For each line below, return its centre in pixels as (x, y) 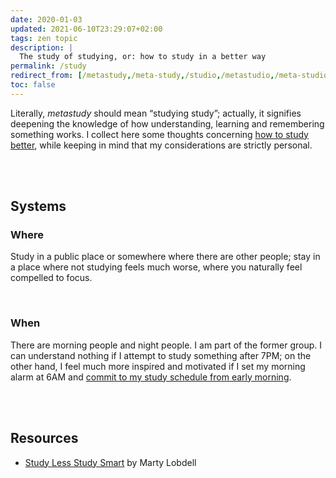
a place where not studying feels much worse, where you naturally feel (156, 267)
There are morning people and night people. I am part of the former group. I (166, 345)
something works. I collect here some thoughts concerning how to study (159, 134)
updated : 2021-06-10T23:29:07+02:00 (86, 29)
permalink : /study (48, 66)
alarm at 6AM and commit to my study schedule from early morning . (151, 377)
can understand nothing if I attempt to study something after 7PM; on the (161, 355)
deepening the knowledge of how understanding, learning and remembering (167, 123)
